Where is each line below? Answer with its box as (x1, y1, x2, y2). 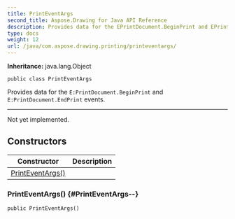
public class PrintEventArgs (7, 76, 92, 83)
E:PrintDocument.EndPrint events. (7, 95, 106, 104)
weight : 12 (7, 36, 39, 43)
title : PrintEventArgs (7, 10, 73, 17)
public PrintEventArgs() (7, 205, 80, 212)
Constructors (7, 136, 67, 148)
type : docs (7, 29, 39, 37)
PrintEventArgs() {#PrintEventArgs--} (7, 189, 139, 199)
